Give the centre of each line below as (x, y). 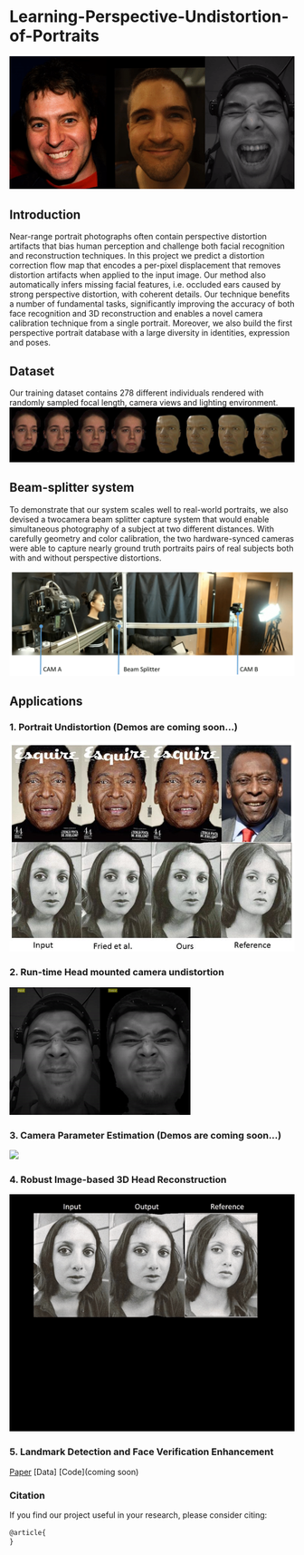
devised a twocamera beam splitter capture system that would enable (139, 519)
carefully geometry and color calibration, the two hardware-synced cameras (152, 538)
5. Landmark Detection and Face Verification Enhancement (142, 1452)
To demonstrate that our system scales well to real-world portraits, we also (149, 509)
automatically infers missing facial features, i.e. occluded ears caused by (145, 285)
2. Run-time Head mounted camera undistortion (117, 973)
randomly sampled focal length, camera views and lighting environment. (144, 402)
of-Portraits (54, 36)
